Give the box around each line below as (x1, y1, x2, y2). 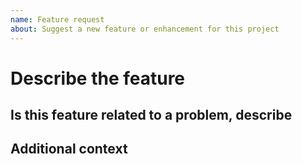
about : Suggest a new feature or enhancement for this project (10, 24, 280, 34)
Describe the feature (10, 67, 186, 90)
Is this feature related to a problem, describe (10, 107, 293, 124)
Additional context (10, 141, 128, 158)
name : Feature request (10, 14, 105, 25)
